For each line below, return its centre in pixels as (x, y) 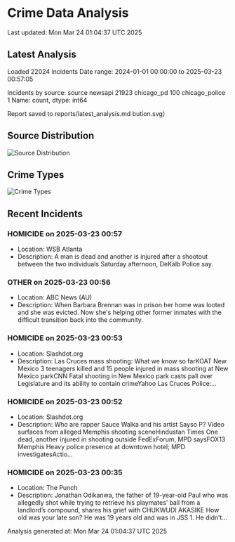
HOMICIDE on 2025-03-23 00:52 (65, 401)
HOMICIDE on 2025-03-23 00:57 (65, 233)
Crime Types (36, 175)
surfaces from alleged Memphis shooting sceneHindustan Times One (118, 432)
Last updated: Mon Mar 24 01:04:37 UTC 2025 (75, 32)
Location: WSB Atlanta (50, 249)
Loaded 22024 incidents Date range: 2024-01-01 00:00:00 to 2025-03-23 (115, 71)
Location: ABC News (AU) (55, 297)
